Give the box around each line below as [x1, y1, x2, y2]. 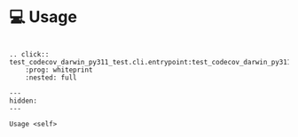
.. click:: [9, 49, 50, 58]
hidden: [9, 96, 38, 105]
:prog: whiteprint [25, 65, 93, 74]
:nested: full [25, 72, 77, 82]
